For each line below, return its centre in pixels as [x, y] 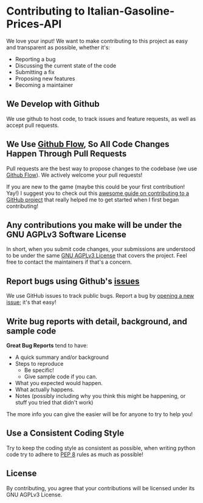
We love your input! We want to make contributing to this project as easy [97, 41]
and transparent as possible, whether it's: [58, 47]
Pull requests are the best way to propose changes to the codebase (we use [102, 168]
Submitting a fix [35, 72]
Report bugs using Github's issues [73, 281]
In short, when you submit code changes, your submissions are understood [101, 249]
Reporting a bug [35, 59]
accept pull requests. [33, 125]
